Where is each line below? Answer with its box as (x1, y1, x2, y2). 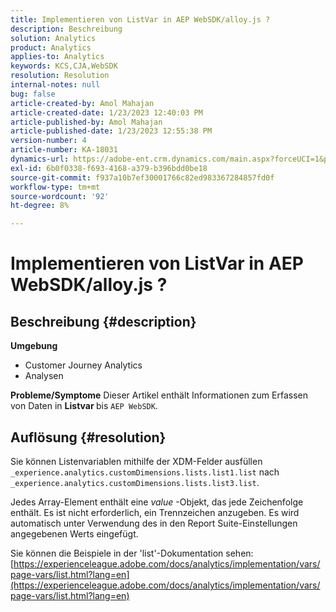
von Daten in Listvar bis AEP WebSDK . (10, 400, 158, 412)
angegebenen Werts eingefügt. (10, 527, 139, 540)
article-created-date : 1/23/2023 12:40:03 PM (10, 107, 203, 118)
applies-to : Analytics (10, 52, 105, 62)
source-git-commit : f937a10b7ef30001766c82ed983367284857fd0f (10, 172, 275, 183)
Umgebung (10, 340, 58, 352)
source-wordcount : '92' (10, 191, 110, 201)
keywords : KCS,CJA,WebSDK (10, 61, 118, 71)
